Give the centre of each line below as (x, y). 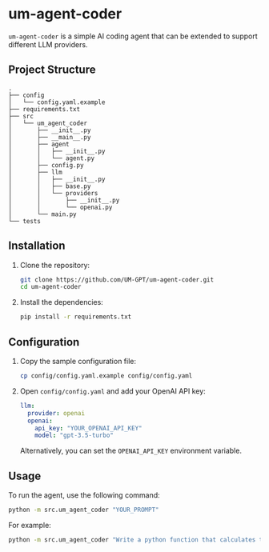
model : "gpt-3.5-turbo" (74, 436)
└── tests (25, 221)
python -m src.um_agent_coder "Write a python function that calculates (132, 540)
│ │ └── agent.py (51, 158)
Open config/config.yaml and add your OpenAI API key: (112, 391)
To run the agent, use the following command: (84, 495)
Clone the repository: (55, 265)
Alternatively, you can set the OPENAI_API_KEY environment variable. (131, 451)
